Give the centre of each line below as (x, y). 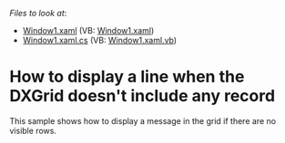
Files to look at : (38, 13)
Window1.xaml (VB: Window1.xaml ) (88, 30)
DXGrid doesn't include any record (142, 96)
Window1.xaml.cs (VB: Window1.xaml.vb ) (100, 40)
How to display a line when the (127, 77)
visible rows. (33, 130)
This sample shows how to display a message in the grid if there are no (142, 120)
